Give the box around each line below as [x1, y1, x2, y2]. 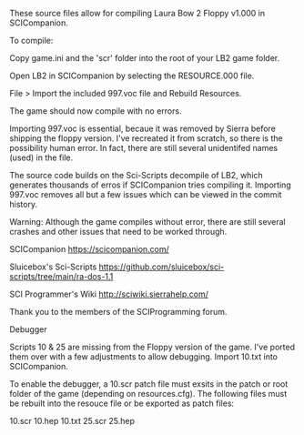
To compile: [9, 35, 54, 46]
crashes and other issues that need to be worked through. [9, 227, 228, 237]
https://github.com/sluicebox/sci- [98, 261, 225, 272]
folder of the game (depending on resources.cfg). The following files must [9, 389, 288, 399]
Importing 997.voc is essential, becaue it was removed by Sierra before [9, 123, 276, 134]
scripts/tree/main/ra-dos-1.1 [9, 271, 114, 281]
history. [9, 199, 38, 209]
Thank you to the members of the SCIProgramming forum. [9, 307, 228, 317]
